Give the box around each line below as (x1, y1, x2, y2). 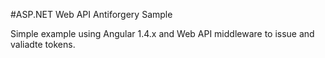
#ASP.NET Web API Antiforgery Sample (10, 9, 173, 20)
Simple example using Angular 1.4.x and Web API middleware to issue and (10, 28, 315, 39)
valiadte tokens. (10, 39, 76, 50)
